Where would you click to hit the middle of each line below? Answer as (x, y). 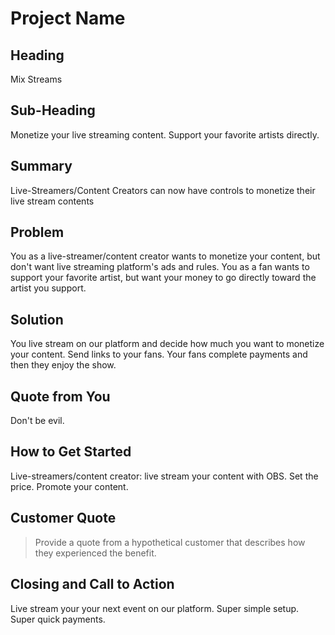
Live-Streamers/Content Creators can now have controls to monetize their (163, 190)
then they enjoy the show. (63, 365)
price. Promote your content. (69, 486)
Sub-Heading (53, 110)
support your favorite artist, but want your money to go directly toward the (163, 278)
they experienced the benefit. (95, 553)
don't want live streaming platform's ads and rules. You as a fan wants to (160, 267)
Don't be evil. (37, 421)
